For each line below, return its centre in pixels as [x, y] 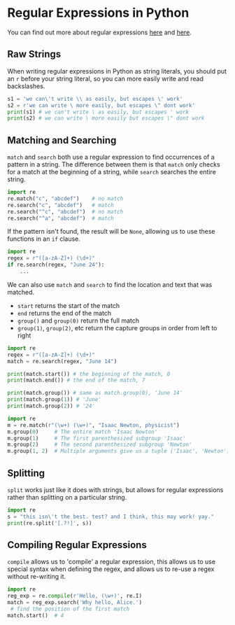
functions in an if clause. [44, 239]
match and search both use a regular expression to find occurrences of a [111, 157]
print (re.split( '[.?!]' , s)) [50, 523]
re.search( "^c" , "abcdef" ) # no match [65, 211]
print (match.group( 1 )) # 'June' [54, 400]
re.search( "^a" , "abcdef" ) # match [60, 218]
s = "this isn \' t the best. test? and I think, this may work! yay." [111, 517]
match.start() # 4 [36, 615]
